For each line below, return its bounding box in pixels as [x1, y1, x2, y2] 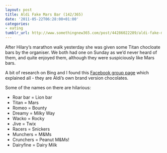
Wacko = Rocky [12, 116, 45, 121]
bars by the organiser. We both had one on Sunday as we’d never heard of [5, 49, 158, 55]
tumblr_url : [5, 30, 30, 35]
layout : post [5, 7, 32, 12]
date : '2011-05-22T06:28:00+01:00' [5, 16, 79, 21]
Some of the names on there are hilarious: [5, 85, 91, 90]
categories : [5, 21, 30, 26]
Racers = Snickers [12, 126, 50, 132]
